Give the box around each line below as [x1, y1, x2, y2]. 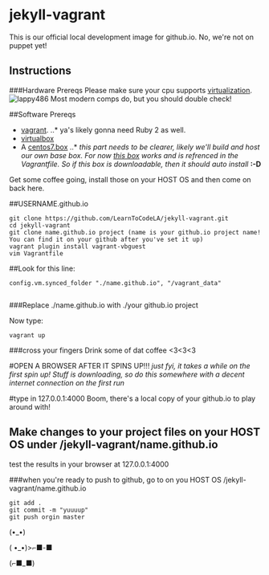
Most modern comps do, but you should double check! [50, 94, 232, 104]
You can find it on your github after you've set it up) [9, 235, 204, 243]
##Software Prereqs [9, 109, 76, 119]
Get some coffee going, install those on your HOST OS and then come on [9, 174, 251, 184]
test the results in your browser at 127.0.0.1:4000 [9, 459, 169, 469]
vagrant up [9, 331, 46, 339]
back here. [9, 183, 45, 193]
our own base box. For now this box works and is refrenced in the [20, 150, 239, 160]
